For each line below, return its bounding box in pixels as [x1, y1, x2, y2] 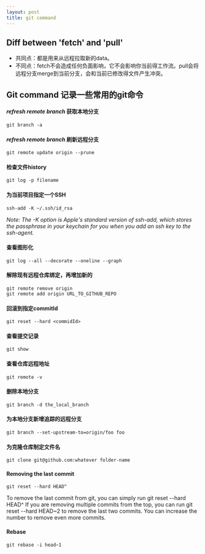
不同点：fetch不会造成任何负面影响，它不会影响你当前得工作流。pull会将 [15, 62, 199, 69]
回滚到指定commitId [6, 305, 58, 312]
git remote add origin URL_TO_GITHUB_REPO [6, 291, 117, 297]
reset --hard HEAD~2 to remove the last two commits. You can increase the [6, 507, 198, 515]
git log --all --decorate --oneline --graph [6, 257, 122, 264]
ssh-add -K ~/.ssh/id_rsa [6, 205, 72, 211]
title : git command [6, 15, 56, 21]
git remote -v [6, 374, 43, 380]
